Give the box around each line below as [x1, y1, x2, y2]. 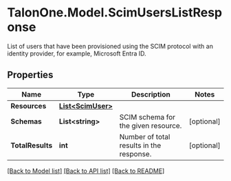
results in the [119, 141, 162, 150]
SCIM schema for [119, 112, 176, 121]
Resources [10, 101, 47, 110]
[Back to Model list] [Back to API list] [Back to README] [7, 167, 165, 175]
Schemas [10, 117, 43, 126]
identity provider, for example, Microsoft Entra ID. [7, 49, 146, 58]
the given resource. [119, 121, 182, 130]
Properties [7, 69, 54, 81]
